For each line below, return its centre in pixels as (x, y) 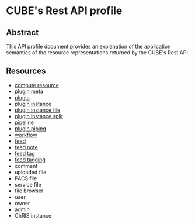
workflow (26, 135)
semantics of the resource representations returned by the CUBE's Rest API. (98, 53)
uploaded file (30, 172)
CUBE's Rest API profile (64, 11)
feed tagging (30, 160)
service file (28, 184)
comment (26, 166)
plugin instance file (37, 110)
